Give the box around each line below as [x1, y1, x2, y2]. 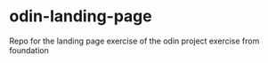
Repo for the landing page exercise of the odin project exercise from [9, 35, 260, 46]
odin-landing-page [9, 6, 153, 27]
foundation [9, 44, 49, 55]
